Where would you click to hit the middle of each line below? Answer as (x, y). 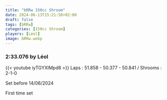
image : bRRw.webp (24, 39)
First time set (19, 93)
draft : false (19, 19)
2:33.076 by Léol (27, 56)
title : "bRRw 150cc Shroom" (35, 10)
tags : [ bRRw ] (19, 24)
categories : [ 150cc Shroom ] (35, 29)
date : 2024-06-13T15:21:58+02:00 (41, 15)
